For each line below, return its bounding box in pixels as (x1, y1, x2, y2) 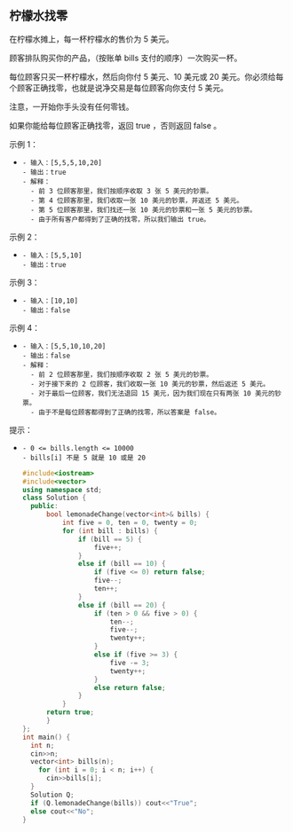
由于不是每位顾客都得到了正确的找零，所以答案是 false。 (38, 407, 221, 417)
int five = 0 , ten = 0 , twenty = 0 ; (61, 518, 198, 528)
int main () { (21, 733, 71, 742)
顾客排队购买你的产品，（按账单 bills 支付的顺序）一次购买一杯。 (9, 52, 242, 63)
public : (30, 502, 59, 511)
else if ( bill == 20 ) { (78, 600, 166, 609)
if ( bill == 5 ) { (78, 535, 142, 544)
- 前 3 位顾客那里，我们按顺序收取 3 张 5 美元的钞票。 (30, 186, 213, 195)
